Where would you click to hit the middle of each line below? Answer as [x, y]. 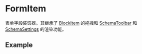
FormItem [26, 9]
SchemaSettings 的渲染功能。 [36, 29]
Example [19, 45]
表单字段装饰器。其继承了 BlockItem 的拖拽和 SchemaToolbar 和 [71, 23]
